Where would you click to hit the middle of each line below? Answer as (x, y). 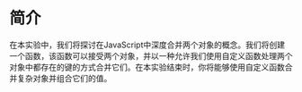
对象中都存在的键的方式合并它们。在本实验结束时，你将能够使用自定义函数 (147, 67)
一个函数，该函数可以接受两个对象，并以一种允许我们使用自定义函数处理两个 (151, 55)
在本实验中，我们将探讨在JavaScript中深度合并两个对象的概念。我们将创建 (147, 45)
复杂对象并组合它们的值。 (64, 78)
